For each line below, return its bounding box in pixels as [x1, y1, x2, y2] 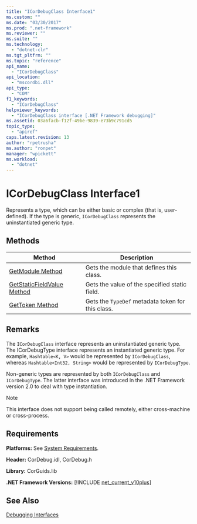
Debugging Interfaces [6, 511, 59, 518]
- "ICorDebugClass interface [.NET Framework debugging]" [11, 112, 157, 118]
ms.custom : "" [6, 14, 41, 20]
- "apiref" [11, 129, 38, 135]
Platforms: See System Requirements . [6, 445, 98, 452]
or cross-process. [6, 412, 50, 419]
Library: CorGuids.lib [6, 467, 57, 474]
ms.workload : [6, 156, 38, 162]
